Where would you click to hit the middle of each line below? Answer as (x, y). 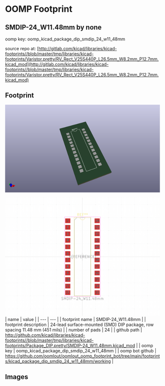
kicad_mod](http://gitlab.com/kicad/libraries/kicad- (57, 64)
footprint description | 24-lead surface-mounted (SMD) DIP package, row (79, 325)
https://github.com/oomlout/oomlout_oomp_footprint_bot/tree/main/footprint (82, 356)
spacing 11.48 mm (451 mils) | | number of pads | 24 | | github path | (74, 330)
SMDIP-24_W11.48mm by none (54, 27)
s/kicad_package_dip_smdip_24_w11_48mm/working (58, 361)
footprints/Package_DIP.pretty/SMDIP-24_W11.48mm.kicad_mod (70, 346)
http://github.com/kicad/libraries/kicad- (45, 335)
